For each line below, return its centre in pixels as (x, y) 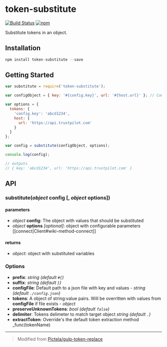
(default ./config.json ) (36, 293)
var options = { (22, 104)
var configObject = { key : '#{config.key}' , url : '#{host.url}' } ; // (80, 95)
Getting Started (30, 75)
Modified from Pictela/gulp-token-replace (60, 339)
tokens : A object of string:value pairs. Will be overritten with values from (87, 298)
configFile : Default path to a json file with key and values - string (79, 288)
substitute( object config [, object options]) (58, 198)
